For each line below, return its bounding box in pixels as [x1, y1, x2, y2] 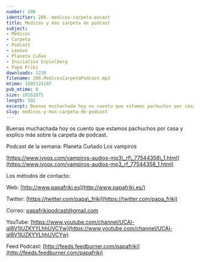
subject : [6, 25, 28, 32]
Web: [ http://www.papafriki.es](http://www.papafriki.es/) [6, 184, 146, 191]
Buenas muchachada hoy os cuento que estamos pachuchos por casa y [6, 125, 183, 132]
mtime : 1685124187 [6, 81, 52, 87]
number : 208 [6, 8, 36, 15]
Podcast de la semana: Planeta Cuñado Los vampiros [6, 143, 137, 150]
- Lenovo [6, 48, 28, 54]
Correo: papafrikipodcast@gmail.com [6, 207, 99, 214]
